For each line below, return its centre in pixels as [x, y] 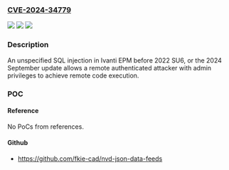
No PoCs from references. [46, 127]
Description [28, 45]
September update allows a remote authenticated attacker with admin [110, 68]
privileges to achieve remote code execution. [73, 75]
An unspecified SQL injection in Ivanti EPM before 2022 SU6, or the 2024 [115, 60]
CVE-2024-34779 [39, 10]
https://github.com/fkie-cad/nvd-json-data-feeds [90, 159]
